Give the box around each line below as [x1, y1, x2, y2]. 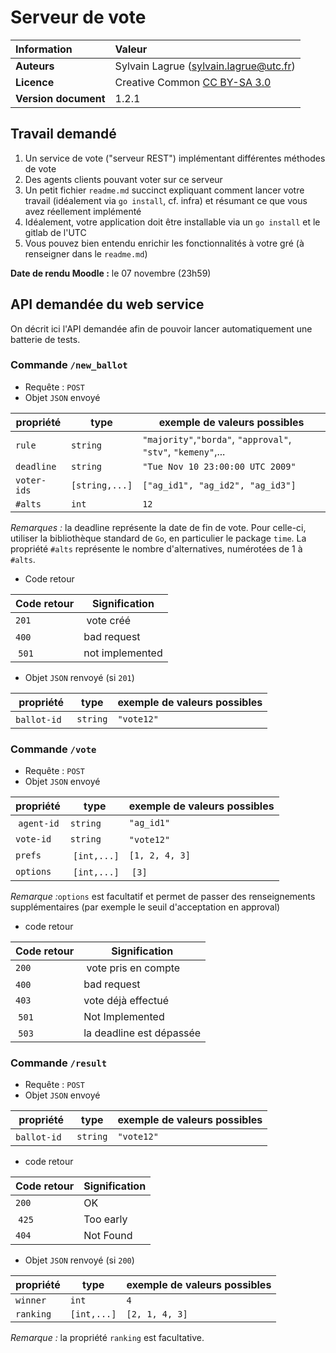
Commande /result [10, 1056, 108, 1070]
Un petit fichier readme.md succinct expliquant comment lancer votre [24, 184, 305, 196]
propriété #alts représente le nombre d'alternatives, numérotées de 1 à [10, 542, 303, 555]
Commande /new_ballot [10, 358, 128, 372]
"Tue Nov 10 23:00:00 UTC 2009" [142, 461, 297, 472]
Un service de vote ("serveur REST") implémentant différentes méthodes [24, 152, 326, 164]
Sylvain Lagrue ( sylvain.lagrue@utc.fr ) [114, 59, 296, 73]
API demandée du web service [10, 296, 205, 313]
